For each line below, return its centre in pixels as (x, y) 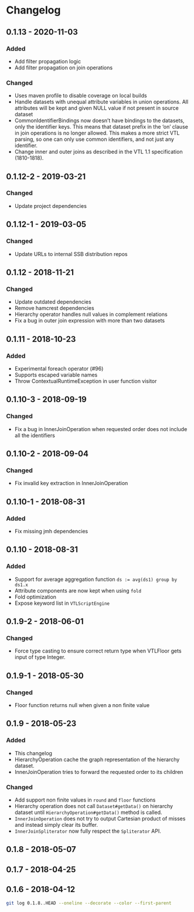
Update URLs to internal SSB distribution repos (71, 254)
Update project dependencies (50, 206)
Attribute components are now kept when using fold (78, 590)
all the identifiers (35, 435)
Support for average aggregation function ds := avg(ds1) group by (96, 579)
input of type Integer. (40, 657)
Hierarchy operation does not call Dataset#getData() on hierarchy (94, 806)
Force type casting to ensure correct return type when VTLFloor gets (98, 651)
